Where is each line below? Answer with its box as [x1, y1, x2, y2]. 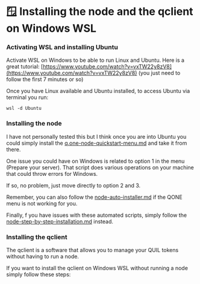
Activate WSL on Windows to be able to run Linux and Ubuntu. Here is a [6, 56, 185, 64]
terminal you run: [6, 94, 49, 101]
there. [6, 145, 21, 153]
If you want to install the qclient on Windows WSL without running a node [6, 265, 189, 272]
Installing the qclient [6, 232, 67, 241]
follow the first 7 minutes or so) [6, 76, 84, 83]
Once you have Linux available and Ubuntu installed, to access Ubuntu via [6, 88, 190, 95]
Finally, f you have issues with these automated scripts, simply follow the [6, 211, 187, 219]
